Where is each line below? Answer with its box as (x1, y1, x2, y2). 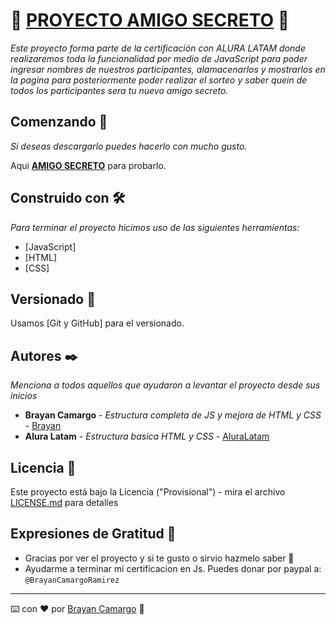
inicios (10, 390, 38, 402)
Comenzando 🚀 (10, 114, 108, 131)
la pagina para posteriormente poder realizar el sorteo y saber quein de (10, 74, 308, 86)
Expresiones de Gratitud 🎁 (10, 525, 177, 543)
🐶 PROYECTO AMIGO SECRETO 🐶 (10, 9, 290, 32)
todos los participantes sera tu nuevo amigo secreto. (10, 84, 229, 96)
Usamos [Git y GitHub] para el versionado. (10, 317, 185, 329)
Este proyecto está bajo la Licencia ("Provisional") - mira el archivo (10, 486, 286, 498)
